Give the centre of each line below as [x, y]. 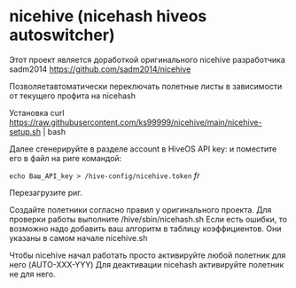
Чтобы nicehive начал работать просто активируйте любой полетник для [148, 255]
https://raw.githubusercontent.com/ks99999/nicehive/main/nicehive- [136, 122]
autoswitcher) [62, 35]
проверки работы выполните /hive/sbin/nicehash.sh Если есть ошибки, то [148, 219]
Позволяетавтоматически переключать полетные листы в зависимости [146, 86]
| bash [55, 131]
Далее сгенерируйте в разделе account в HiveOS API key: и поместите [143, 149]
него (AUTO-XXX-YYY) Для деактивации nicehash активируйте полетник [147, 264]
